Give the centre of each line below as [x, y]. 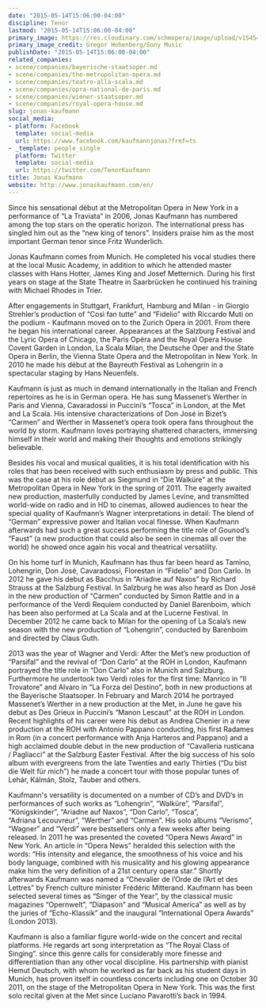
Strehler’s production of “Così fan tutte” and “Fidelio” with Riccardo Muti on [131, 314]
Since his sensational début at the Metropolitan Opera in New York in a [123, 208]
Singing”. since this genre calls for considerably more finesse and [115, 953]
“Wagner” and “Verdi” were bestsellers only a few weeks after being [120, 828]
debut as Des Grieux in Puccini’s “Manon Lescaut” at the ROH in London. [127, 712]
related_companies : [40, 60]
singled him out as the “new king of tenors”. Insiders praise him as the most [131, 233]
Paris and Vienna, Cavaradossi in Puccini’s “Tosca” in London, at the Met [127, 405]
